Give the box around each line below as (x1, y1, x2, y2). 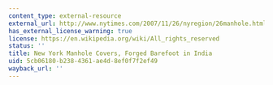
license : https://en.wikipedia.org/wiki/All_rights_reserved (8, 34, 220, 43)
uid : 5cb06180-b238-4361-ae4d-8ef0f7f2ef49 (8, 57, 158, 66)
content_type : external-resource (8, 11, 122, 20)
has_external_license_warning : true (8, 27, 132, 35)
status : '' (8, 42, 45, 50)
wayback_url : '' (8, 65, 63, 73)
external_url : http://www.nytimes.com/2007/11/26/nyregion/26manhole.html (8, 19, 267, 28)
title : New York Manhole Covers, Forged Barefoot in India (8, 49, 213, 57)
